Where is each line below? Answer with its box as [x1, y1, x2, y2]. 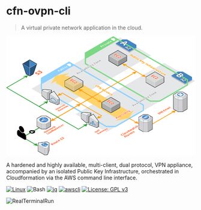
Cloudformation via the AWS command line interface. [6, 174, 138, 181]
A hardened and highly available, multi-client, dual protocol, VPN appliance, [6, 161, 193, 169]
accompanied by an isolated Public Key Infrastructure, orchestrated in [6, 168, 179, 175]
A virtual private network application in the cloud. [20, 24, 143, 31]
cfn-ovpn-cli [6, 4, 71, 18]
